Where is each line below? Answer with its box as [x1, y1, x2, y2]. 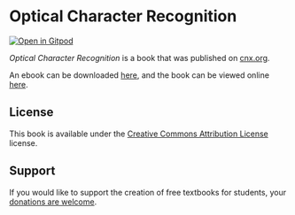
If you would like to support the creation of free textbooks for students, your [9, 187, 286, 197]
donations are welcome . [9, 196, 97, 207]
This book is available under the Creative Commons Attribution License [9, 128, 268, 139]
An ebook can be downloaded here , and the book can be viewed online [9, 69, 270, 81]
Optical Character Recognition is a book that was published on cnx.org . [9, 52, 270, 63]
